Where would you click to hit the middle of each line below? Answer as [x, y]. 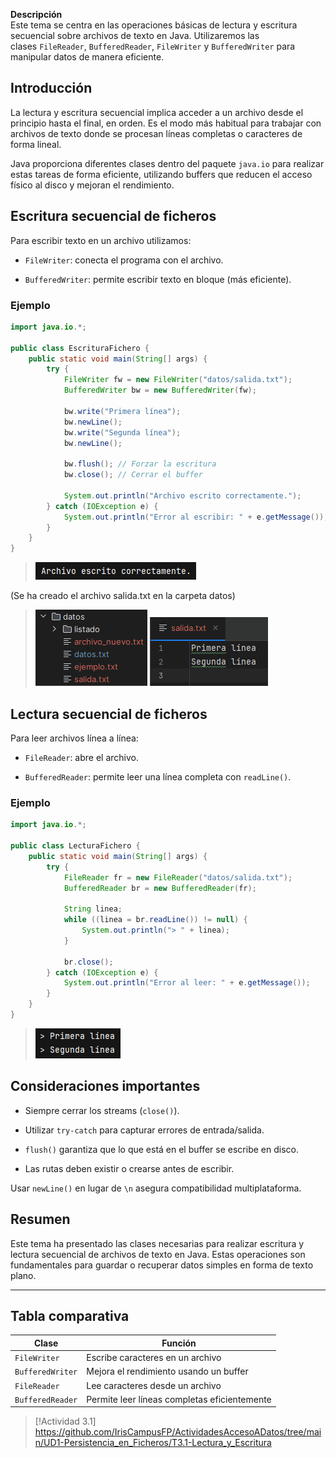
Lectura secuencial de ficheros [109, 714]
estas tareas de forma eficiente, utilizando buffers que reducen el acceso [161, 174]
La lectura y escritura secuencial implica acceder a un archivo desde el [157, 112]
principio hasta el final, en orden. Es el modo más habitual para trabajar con [166, 123]
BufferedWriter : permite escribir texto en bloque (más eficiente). [158, 279]
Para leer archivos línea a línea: [74, 738]
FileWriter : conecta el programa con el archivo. [124, 260]
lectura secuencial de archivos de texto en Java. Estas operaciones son [158, 1254]
